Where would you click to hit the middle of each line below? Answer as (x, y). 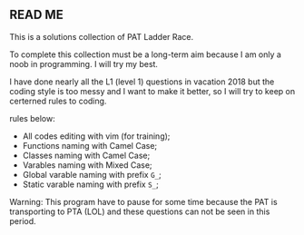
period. (23, 220)
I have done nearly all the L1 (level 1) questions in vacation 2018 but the (142, 82)
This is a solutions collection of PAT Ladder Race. (102, 36)
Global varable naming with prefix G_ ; (92, 174)
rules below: (33, 118)
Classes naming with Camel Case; (86, 155)
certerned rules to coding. (58, 101)
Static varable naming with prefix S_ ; (90, 184)
